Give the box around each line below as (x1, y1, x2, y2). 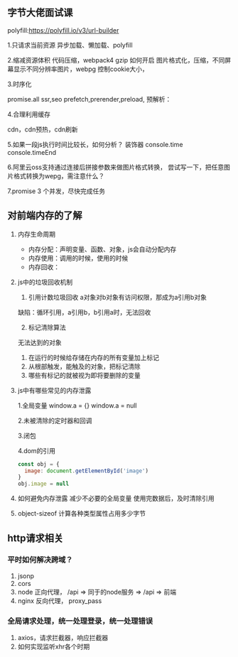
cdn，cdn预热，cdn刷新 (7, 125, 78, 134)
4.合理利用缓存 (7, 109, 51, 119)
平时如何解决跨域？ (7, 555, 73, 565)
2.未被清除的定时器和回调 (17, 416, 92, 425)
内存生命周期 (17, 229, 55, 238)
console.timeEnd (7, 148, 57, 156)
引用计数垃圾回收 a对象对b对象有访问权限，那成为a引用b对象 (28, 293, 207, 301)
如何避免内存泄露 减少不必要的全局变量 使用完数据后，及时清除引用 (17, 494, 215, 503)
